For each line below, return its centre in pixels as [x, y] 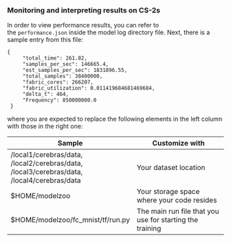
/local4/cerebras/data [46, 180]
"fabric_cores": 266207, [58, 82]
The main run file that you [178, 211]
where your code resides [177, 200]
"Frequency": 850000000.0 [59, 100]
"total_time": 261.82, [55, 58]
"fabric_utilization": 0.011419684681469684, [89, 88]
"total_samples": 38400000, [63, 76]
